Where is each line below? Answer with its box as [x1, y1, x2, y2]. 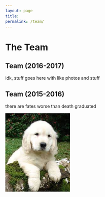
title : [5, 13, 19, 19]
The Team [5, 41, 48, 53]
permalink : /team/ [5, 19, 44, 24]
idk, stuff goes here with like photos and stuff [5, 75, 100, 81]
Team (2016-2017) [5, 61, 64, 70]
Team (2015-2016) [5, 89, 65, 98]
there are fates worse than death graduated [5, 103, 96, 109]
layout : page [5, 8, 33, 13]
